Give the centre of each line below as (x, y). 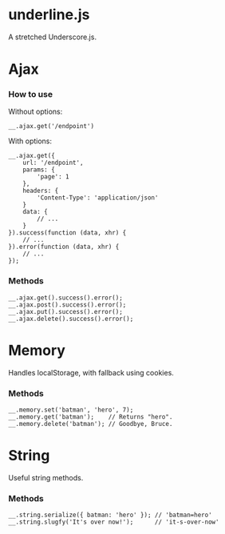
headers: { (41, 191)
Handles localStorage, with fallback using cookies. (91, 372)
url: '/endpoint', (53, 163)
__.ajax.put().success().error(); (66, 311)
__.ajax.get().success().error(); (66, 298)
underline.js (49, 15)
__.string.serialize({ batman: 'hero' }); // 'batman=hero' (111, 515)
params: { (39, 170)
